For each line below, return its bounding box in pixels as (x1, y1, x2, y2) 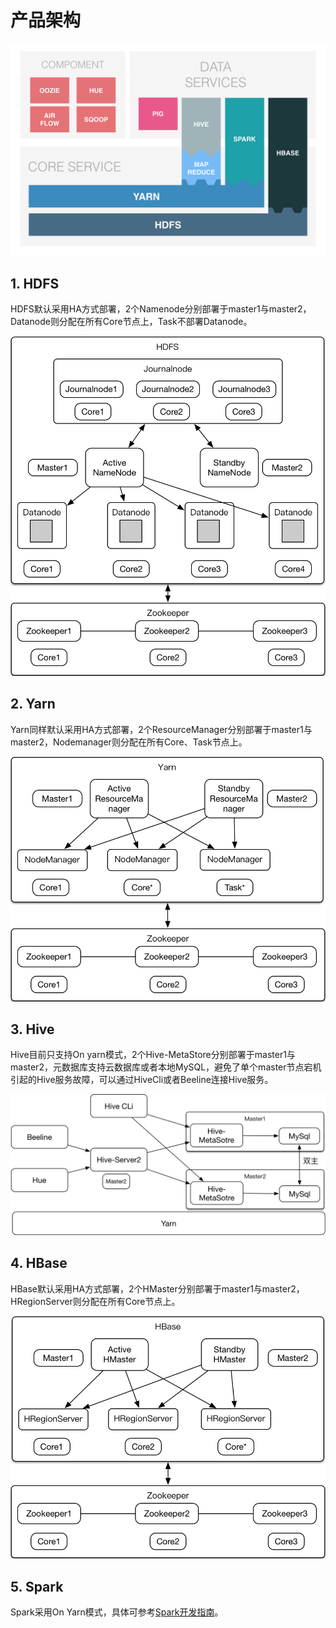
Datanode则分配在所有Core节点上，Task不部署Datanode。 (10, 316, 253, 328)
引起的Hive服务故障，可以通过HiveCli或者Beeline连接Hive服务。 (10, 1074, 274, 1086)
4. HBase (10, 1255, 68, 1272)
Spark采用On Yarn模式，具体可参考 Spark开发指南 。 (10, 1606, 224, 1618)
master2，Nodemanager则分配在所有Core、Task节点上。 (10, 736, 248, 748)
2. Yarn (10, 696, 56, 713)
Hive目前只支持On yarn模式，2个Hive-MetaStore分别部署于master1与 (10, 1049, 296, 1061)
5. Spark (10, 1578, 64, 1595)
